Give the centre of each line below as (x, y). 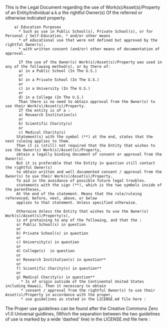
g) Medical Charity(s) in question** (55, 277)
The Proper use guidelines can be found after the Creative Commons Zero (82, 308)
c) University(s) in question (48, 242)
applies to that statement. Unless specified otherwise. (77, 203)
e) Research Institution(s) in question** (61, 260)
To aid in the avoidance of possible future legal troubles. (81, 181)
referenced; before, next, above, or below (51, 198)
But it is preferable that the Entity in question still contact (86, 163)
